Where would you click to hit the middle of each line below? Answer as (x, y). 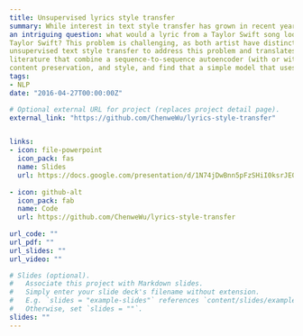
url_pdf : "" (32, 242)
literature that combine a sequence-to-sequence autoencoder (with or (145, 59)
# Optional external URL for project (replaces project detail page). (145, 109)
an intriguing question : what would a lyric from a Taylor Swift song (145, 34)
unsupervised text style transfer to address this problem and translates (153, 51)
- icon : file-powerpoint (56, 150)
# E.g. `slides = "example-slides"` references (105, 301)
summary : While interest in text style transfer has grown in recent (143, 26)
